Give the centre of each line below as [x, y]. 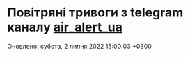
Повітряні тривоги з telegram [95, 13]
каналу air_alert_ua [65, 27]
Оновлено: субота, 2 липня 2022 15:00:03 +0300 [79, 46]
